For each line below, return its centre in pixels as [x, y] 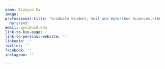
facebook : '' [18, 50]
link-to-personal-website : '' [36, 37]
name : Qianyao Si [23, 9]
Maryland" [19, 23]
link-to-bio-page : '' [27, 32]
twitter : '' [17, 46]
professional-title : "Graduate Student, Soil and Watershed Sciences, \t [81, 18]
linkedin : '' [18, 41]
